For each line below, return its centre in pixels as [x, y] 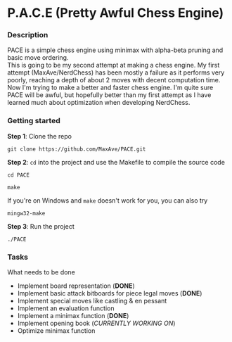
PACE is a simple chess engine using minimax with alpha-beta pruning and [115, 50]
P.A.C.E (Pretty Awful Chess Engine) [116, 13]
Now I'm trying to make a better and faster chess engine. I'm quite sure [110, 88]
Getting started [34, 121]
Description [28, 35]
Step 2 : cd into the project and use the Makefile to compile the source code [116, 162]
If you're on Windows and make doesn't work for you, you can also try [108, 200]
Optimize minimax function [56, 331]
